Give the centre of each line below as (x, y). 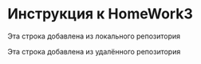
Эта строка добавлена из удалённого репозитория (94, 51)
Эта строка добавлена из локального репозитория (94, 36)
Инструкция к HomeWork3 (100, 14)
